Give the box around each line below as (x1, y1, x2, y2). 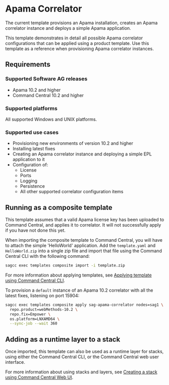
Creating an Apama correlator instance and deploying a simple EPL (12, 151, 152, 157)
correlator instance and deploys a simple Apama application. (5, 25, 131, 31)
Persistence (20, 183, 45, 189)
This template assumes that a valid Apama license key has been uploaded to (5, 216, 164, 223)
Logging (20, 178, 38, 184)
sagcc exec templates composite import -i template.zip (5, 263, 125, 268)
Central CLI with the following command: (5, 253, 90, 259)
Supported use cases (5, 129, 59, 136)
